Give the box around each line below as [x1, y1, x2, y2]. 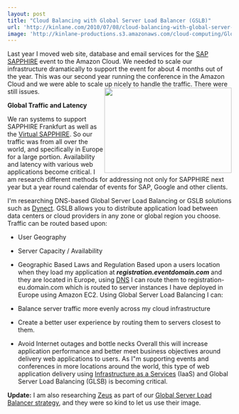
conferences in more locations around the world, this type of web [17, 362, 210, 371]
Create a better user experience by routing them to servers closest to [17, 318, 221, 327]
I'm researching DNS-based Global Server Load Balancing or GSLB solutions [7, 197, 232, 205]
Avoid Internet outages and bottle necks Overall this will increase [17, 339, 208, 348]
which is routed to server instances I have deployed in [65, 283, 223, 292]
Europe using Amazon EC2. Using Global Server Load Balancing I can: [17, 290, 223, 299]
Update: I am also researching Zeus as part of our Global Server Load [7, 391, 212, 400]
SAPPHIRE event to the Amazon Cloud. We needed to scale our [7, 58, 193, 66]
